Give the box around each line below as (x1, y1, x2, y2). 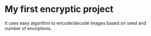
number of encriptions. (4, 25, 52, 31)
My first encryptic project (4, 3, 113, 15)
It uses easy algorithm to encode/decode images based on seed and (4, 20, 146, 26)
